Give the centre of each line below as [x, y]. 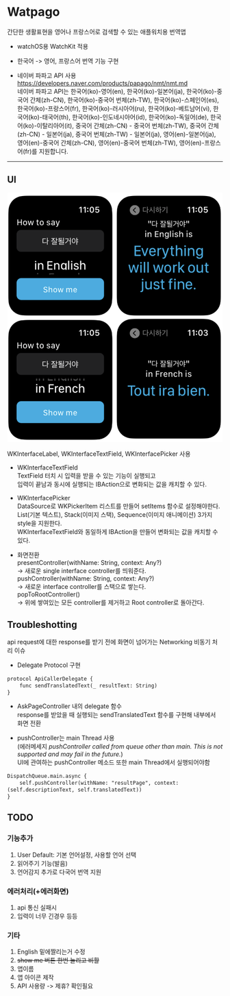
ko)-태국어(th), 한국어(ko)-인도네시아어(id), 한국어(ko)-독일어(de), [119, 117]
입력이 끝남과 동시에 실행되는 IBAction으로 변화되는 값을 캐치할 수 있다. [112, 485]
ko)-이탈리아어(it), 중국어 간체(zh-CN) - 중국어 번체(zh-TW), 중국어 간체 [122, 125]
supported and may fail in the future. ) [70, 754]
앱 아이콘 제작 [35, 977]
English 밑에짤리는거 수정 [51, 952]
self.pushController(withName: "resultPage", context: [99, 783]
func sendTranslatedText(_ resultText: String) [88, 686]
